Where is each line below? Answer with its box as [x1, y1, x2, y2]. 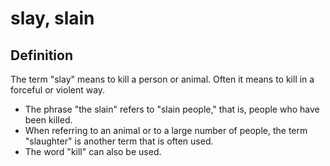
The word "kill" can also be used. [24, 146, 162, 157]
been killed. [24, 114, 73, 126]
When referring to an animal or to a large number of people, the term [24, 125, 308, 136]
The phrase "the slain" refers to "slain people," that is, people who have [24, 103, 320, 115]
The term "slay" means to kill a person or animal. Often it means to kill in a [10, 73, 315, 85]
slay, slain [10, 7, 95, 30]
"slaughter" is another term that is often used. [24, 135, 214, 147]
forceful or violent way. [10, 84, 106, 96]
